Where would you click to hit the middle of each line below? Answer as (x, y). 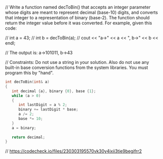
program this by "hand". (29, 73)
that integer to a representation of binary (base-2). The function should (77, 18)
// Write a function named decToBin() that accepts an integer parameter (78, 7)
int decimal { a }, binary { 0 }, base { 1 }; (54, 91)
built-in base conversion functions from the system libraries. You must (77, 67)
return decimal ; (28, 137)
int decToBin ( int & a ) (27, 82)
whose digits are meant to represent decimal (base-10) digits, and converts (81, 12)
